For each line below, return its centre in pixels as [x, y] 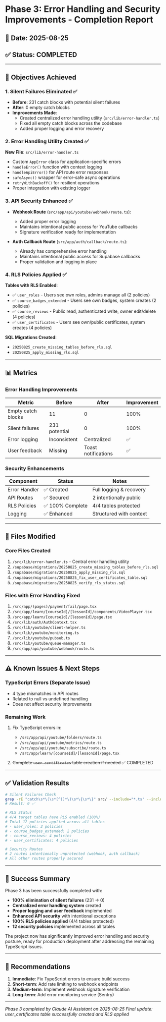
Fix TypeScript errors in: [37, 728]
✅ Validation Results [37, 783]
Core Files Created [28, 551]
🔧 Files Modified [30, 537]
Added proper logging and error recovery [62, 129]
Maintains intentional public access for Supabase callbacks [80, 256]
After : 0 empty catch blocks [41, 108]
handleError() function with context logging [57, 167]
